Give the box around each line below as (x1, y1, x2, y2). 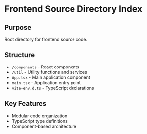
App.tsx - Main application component (11, 74, 90, 80)
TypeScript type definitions (11, 118, 68, 124)
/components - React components (11, 64, 80, 70)
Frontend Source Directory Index (4, 3, 143, 15)
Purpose (4, 23, 32, 32)
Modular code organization (11, 113, 68, 119)
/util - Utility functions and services (11, 69, 87, 75)
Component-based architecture (11, 123, 76, 129)
